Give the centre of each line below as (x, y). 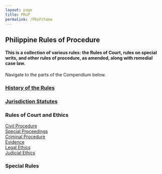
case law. (15, 63)
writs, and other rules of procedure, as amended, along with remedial (79, 58)
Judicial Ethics (20, 153)
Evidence (15, 142)
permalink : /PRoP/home (29, 19)
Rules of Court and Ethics (37, 115)
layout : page (19, 10)
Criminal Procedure (25, 137)
